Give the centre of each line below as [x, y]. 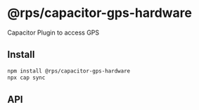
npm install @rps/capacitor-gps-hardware [69, 71]
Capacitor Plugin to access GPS [53, 32]
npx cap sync [26, 78]
